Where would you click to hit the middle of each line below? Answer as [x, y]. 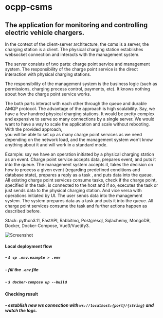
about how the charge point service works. [48, 94]
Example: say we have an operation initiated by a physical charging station [80, 154]
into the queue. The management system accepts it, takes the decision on [79, 165]
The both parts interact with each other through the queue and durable [76, 103]
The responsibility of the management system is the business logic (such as [81, 84]
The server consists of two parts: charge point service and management [78, 64]
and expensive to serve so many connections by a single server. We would [80, 119]
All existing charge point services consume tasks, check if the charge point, [81, 180]
